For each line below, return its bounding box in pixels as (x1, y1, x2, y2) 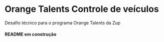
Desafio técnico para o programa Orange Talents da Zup (4, 20, 121, 26)
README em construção (4, 31, 57, 37)
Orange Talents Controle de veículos (4, 3, 159, 15)
